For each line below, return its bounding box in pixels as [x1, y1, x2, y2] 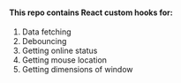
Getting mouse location [21, 55, 108, 65]
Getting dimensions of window [21, 64, 133, 75]
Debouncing [21, 36, 67, 47]
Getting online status [21, 45, 98, 57]
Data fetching [21, 26, 72, 37]
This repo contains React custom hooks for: [9, 7, 174, 18]
